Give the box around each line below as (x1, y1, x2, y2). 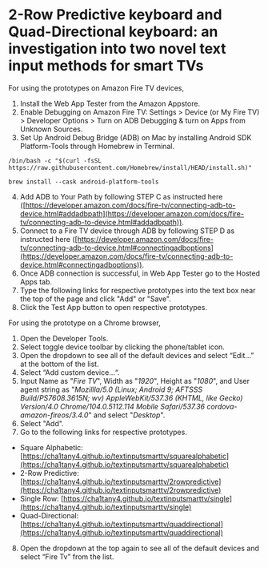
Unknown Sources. (19, 124, 83, 134)
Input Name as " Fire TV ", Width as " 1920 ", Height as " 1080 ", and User (19, 376, 250, 385)
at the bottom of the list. (19, 359, 99, 369)
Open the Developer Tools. (19, 333, 109, 343)
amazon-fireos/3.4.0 (19, 410, 89, 420)
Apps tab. (19, 276, 53, 286)
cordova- (206, 401, 238, 411)
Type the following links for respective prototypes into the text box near (19, 285, 256, 295)
